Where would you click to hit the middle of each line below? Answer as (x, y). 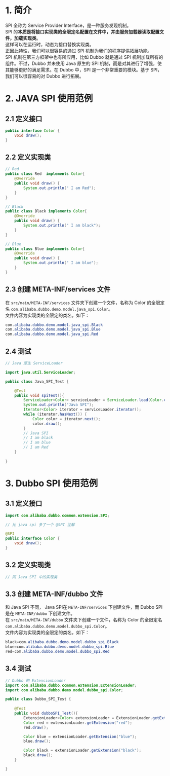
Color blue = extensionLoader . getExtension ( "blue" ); (80, 736)
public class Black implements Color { (46, 211)
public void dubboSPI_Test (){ (46, 713)
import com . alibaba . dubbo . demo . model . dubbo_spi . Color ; (64, 690)
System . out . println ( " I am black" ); (62, 226)
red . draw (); (36, 727)
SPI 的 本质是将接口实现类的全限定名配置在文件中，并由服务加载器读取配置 (82, 31)
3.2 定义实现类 (28, 565)
